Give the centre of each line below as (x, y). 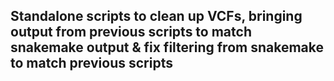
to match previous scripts (91, 63)
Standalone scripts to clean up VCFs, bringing (156, 16)
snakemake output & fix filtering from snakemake (167, 47)
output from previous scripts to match (131, 32)
